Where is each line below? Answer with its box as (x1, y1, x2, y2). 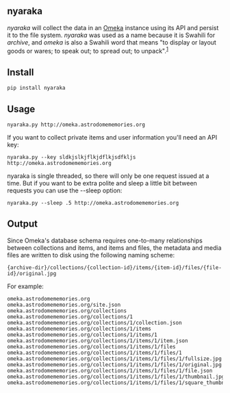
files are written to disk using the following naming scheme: (7, 251, 175, 259)
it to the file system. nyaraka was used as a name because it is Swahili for (7, 31, 216, 39)
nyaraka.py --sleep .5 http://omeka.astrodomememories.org (7, 200, 179, 207)
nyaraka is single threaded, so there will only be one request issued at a (7, 172, 209, 180)
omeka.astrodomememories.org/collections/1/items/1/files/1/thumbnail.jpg (7, 373, 225, 380)
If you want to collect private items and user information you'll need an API (7, 134, 218, 142)
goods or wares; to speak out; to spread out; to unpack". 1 (7, 45, 169, 55)
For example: (7, 282, 44, 290)
